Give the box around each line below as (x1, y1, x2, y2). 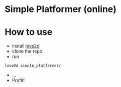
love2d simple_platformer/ (5, 63, 61, 68)
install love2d (12, 43, 40, 49)
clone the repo (12, 48, 43, 54)
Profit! (12, 77, 25, 83)
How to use (5, 26, 53, 38)
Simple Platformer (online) (5, 3, 116, 15)
